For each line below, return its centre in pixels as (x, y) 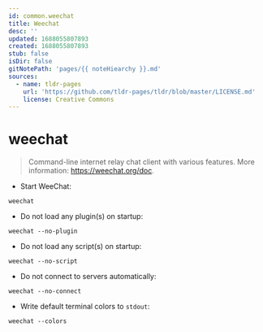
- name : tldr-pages (49, 84)
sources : (23, 76)
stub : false (28, 54)
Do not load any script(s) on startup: (81, 247)
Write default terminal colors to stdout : (85, 307)
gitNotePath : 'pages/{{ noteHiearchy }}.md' (85, 69)
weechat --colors (38, 321)
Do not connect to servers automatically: (88, 277)
